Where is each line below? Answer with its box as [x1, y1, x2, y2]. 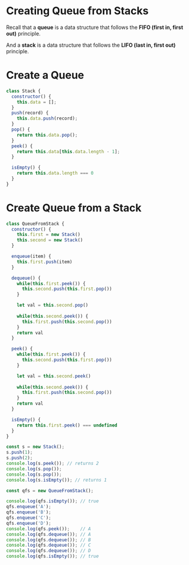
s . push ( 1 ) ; [6, 450, 33, 456]
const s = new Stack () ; [6, 444, 65, 450]
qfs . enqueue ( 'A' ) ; [6, 504, 51, 510]
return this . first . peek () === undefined [17, 422, 118, 428]
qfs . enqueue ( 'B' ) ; [6, 509, 51, 515]
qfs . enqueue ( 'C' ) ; [6, 515, 51, 521]
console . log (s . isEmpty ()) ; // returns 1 [6, 477, 107, 483]
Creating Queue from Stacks [6, 4, 149, 18]
